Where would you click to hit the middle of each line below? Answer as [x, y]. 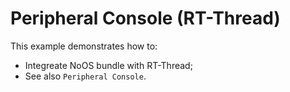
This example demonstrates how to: [84, 46]
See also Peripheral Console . [85, 76]
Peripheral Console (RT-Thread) [145, 18]
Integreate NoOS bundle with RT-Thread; [108, 65]
